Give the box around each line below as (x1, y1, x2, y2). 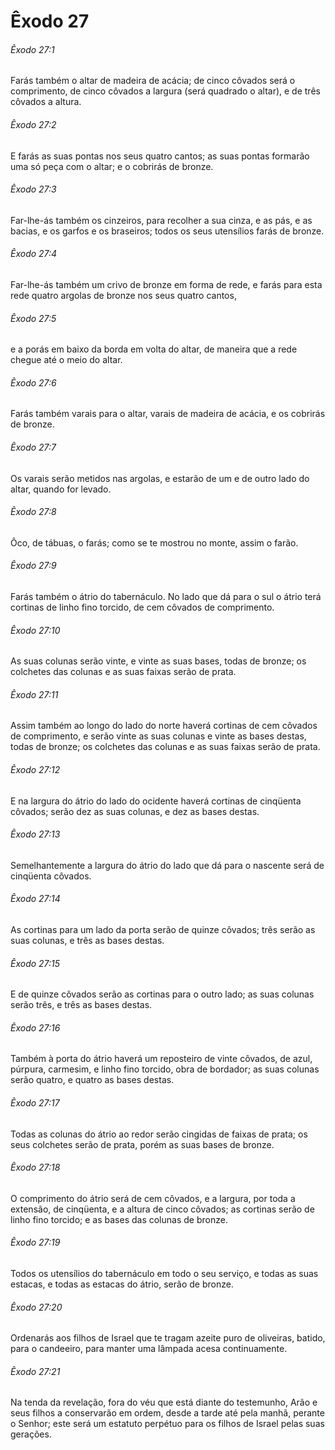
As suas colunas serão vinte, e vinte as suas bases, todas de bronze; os (10, 655, 307, 667)
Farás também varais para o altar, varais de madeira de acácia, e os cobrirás (10, 408, 326, 420)
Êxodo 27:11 (10, 688, 59, 700)
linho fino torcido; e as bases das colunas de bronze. (10, 1213, 228, 1225)
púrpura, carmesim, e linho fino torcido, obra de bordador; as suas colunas (10, 1063, 320, 1075)
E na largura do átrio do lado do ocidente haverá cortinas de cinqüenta (10, 795, 302, 807)
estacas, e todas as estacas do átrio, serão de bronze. (10, 1278, 234, 1290)
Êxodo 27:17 (10, 1097, 60, 1109)
